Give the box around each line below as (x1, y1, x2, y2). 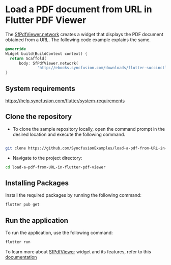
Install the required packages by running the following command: (5, 192, 141, 198)
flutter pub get (5, 202, 40, 207)
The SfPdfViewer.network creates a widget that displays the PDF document (5, 31, 164, 37)
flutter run (5, 240, 31, 245)
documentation (5, 254, 37, 260)
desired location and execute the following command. (12, 131, 126, 137)
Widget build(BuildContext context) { (5, 51, 88, 56)
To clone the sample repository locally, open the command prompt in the (12, 126, 165, 132)
